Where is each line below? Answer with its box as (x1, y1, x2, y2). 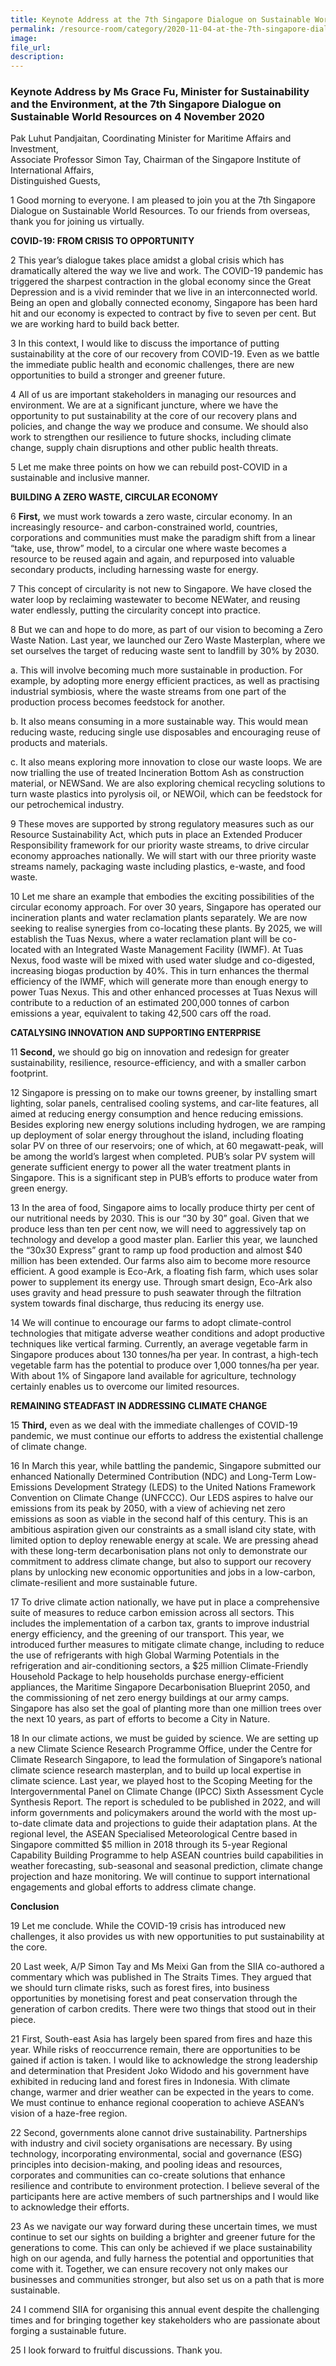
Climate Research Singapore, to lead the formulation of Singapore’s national (10, 1754, 322, 1766)
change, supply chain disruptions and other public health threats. (10, 442, 279, 454)
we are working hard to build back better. (10, 318, 180, 330)
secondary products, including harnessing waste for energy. (10, 564, 259, 576)
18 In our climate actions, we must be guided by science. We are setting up (10, 1732, 319, 1745)
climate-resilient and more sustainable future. (10, 1577, 198, 1589)
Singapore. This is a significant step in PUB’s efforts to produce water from (10, 1172, 318, 1184)
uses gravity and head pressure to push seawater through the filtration (10, 1287, 302, 1299)
